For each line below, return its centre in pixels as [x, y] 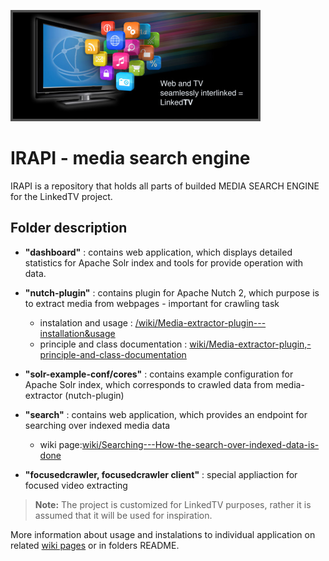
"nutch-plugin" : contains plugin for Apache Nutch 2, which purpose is [172, 292]
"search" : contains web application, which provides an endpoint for [166, 414]
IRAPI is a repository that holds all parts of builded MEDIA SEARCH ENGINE [165, 186]
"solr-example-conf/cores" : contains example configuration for [159, 374]
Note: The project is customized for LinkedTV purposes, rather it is [173, 504]
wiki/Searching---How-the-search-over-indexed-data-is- [200, 444]
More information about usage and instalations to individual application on [163, 534]
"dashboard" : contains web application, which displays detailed [158, 252]
